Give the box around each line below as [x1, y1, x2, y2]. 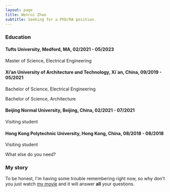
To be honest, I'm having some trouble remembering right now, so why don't [5, 176, 165, 182]
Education [5, 34, 31, 41]
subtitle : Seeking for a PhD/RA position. [5, 17, 96, 22]
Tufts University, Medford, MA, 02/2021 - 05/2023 [5, 46, 114, 52]
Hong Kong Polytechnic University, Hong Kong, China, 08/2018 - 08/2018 [5, 130, 164, 136]
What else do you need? [5, 151, 56, 157]
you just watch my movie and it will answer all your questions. [5, 181, 135, 187]
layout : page [5, 7, 33, 13]
